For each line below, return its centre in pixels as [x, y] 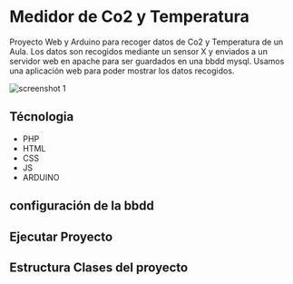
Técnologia [42, 117]
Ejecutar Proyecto [61, 236]
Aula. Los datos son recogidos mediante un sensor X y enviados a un [138, 51]
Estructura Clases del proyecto [99, 267]
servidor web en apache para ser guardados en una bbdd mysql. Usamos [147, 61]
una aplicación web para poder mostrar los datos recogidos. [122, 71]
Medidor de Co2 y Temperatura [129, 17]
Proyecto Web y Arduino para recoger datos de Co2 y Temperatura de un [146, 42]
